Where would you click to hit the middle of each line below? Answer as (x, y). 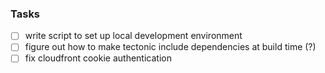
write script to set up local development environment (133, 36)
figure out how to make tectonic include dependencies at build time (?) (170, 47)
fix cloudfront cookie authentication (98, 58)
